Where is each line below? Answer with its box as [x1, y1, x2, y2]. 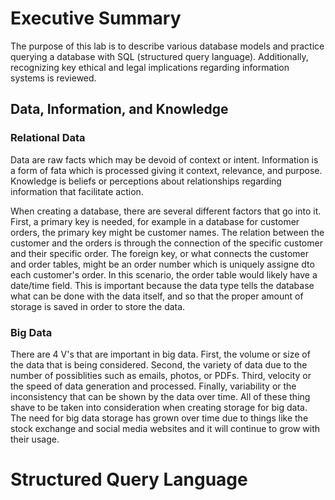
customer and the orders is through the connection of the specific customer [10, 237, 323, 249]
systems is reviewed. [10, 72, 97, 84]
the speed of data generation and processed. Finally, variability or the [10, 380, 297, 392]
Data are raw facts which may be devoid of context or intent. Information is [10, 153, 319, 166]
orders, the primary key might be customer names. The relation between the [10, 226, 325, 238]
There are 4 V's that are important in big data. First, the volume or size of [10, 348, 311, 360]
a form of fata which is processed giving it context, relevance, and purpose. [10, 164, 323, 176]
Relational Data [10, 131, 86, 145]
